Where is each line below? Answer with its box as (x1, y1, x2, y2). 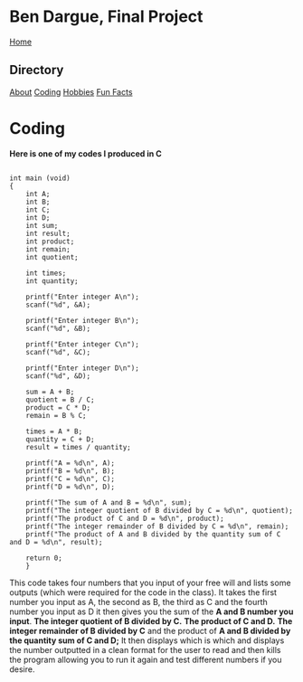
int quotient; (25, 252, 79, 261)
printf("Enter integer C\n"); (25, 339, 140, 349)
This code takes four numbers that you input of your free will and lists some (9, 577, 291, 588)
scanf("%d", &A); (25, 300, 91, 309)
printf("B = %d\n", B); (25, 466, 116, 476)
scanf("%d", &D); (25, 371, 91, 381)
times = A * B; (25, 427, 83, 436)
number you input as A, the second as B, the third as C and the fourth (9, 596, 269, 607)
